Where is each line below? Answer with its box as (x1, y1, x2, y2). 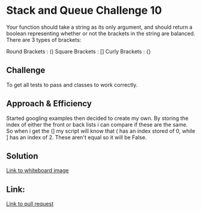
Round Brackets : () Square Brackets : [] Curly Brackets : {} (6, 47, 151, 55)
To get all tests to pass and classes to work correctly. (6, 81, 138, 88)
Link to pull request (6, 200, 54, 208)
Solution (6, 151, 38, 161)
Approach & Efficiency (6, 98, 92, 109)
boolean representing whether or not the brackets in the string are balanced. (6, 29, 196, 37)
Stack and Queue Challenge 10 (6, 4, 162, 17)
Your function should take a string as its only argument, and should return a (6, 23, 193, 31)
